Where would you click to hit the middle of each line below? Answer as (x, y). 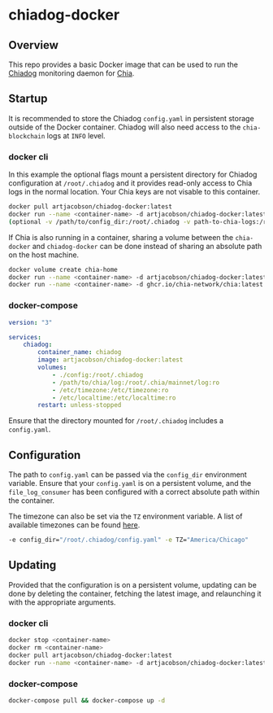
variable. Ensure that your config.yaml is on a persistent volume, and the (130, 483)
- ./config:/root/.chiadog (97, 375)
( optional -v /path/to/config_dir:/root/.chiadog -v (100, 221)
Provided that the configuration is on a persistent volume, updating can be (133, 584)
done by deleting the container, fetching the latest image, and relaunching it (135, 593)
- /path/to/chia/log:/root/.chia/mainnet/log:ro (136, 383)
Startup (28, 99)
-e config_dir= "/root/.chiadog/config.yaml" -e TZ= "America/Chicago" (129, 540)
